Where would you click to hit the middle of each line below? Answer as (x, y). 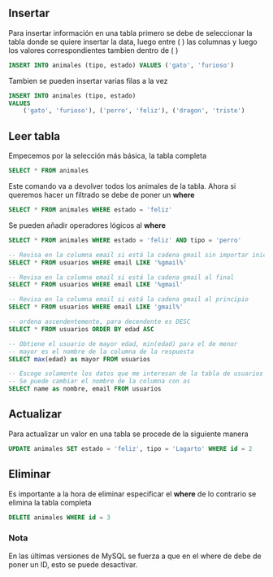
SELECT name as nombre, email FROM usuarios (85, 389)
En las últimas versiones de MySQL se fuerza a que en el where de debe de (135, 556)
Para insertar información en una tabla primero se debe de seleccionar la (130, 33)
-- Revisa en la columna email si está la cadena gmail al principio (129, 299)
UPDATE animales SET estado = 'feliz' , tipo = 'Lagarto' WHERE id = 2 (130, 448)
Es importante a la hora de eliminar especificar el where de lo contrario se (132, 494)
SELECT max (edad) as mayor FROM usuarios (80, 359)
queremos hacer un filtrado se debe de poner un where (102, 195)
